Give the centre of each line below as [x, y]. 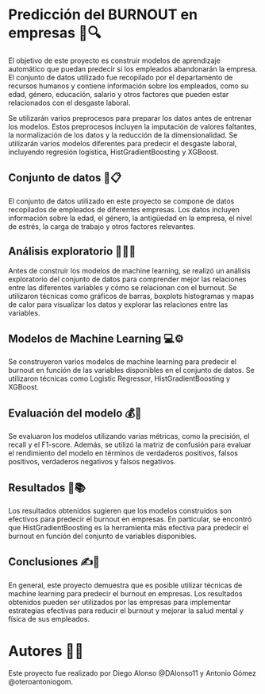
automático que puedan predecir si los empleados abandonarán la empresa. [133, 68]
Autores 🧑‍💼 [46, 651]
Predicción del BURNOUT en [103, 15]
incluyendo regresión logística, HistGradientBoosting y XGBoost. [113, 152]
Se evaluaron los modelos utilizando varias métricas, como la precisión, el [129, 436]
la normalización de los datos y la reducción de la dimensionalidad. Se [123, 135]
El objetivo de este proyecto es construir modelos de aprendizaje [114, 60]
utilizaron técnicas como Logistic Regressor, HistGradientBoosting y [119, 378]
